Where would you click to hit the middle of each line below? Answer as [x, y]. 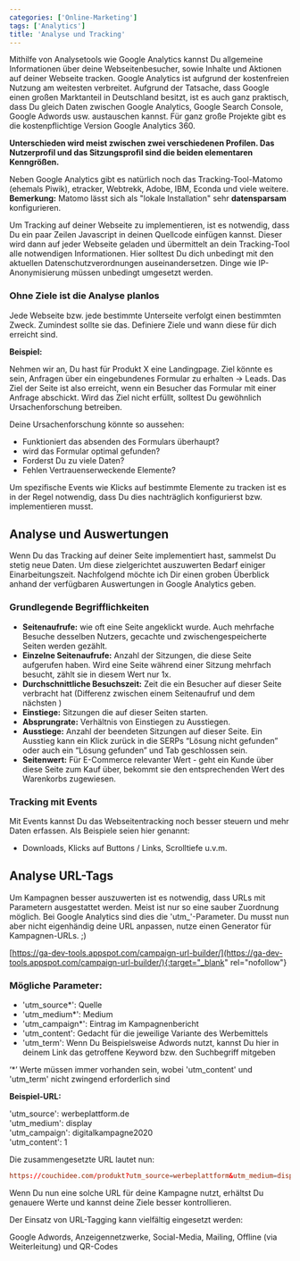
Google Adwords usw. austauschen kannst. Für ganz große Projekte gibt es [148, 116]
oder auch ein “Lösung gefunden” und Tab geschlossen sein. [135, 750]
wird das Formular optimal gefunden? [91, 451]
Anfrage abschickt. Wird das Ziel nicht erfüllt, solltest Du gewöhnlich [135, 397]
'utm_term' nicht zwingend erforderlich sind [90, 1079]
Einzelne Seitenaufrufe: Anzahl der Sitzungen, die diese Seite [137, 655]
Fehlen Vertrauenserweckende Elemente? [99, 470]
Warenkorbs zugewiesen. [69, 779]
